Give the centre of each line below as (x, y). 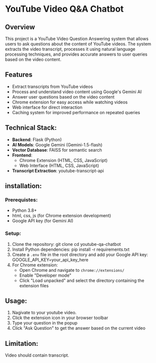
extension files (34, 285)
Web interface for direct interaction (47, 107)
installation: (24, 186)
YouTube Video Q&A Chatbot (64, 9)
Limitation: (22, 343)
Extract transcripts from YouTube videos (52, 86)
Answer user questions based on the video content (63, 97)
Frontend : (22, 155)
